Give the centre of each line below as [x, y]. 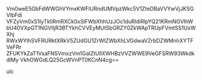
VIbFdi [14, 15]
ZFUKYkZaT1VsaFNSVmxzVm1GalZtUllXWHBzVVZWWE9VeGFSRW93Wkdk [100, 53]
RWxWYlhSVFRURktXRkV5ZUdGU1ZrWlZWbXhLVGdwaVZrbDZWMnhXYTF [100, 41]
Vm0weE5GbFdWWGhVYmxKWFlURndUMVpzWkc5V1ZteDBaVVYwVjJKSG [100, 9]
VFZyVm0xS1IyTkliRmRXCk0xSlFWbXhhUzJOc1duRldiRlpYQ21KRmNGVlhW [100, 21]
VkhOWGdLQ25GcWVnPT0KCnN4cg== [70, 60]
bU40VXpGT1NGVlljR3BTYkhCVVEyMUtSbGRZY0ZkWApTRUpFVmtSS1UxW [101, 28]
